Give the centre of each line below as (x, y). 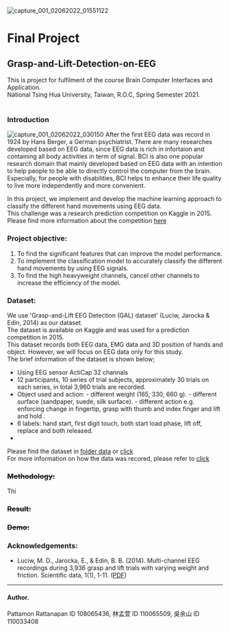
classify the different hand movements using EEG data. (85, 206)
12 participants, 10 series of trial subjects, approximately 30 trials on (113, 379)
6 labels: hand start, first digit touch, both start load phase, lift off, (110, 423)
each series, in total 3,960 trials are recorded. (81, 387)
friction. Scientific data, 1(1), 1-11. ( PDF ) (72, 575)
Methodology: (31, 476)
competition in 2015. (36, 337)
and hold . (31, 416)
